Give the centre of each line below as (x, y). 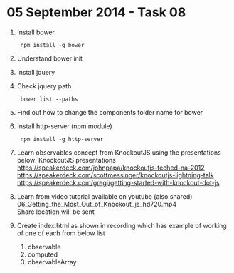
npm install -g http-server (62, 139)
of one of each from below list (61, 233)
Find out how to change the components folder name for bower (110, 112)
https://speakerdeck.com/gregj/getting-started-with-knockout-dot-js (118, 182)
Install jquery (36, 72)
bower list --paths (49, 99)
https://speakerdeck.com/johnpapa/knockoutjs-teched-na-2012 (111, 168)
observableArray (52, 262)
